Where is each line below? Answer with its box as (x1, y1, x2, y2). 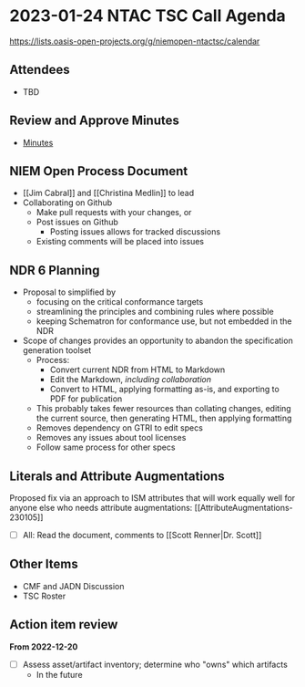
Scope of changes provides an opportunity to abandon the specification (22, 335, 293, 347)
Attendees (9, 62, 70, 78)
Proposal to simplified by (22, 286, 117, 297)
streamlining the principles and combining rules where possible (36, 307, 275, 317)
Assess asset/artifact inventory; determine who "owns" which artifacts (22, 659, 289, 670)
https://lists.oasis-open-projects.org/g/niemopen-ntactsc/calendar (9, 36, 260, 47)
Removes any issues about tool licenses (36, 432, 187, 443)
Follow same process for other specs (36, 442, 176, 453)
